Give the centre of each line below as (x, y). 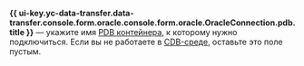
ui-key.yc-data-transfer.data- (76, 13)
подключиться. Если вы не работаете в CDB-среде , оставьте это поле (146, 42)
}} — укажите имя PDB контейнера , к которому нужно (132, 32)
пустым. (25, 52)
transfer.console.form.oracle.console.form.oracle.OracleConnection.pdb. (152, 23)
